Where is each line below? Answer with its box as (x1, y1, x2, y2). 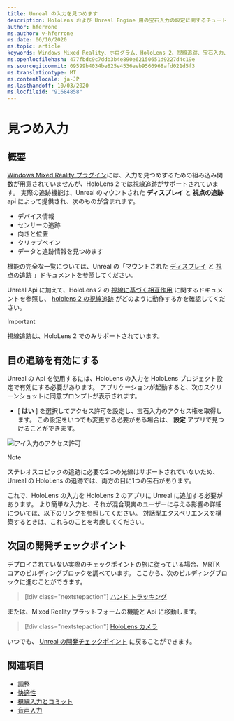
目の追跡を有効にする (7, 354, 100, 366)
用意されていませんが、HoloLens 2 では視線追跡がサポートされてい (19, 180, 213, 188)
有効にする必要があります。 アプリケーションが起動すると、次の (19, 383, 204, 391)
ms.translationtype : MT (7, 69, 77, 76)
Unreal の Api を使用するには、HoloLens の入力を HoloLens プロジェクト (7, 374, 217, 382)
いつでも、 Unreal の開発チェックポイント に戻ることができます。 (7, 637, 196, 645)
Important (7, 317, 36, 326)
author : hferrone (7, 23, 58, 30)
